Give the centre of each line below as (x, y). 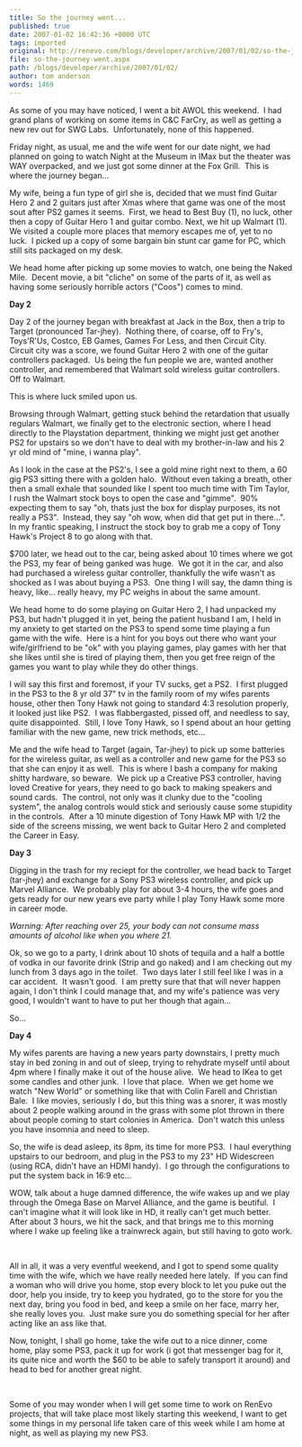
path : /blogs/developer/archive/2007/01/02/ (94, 68)
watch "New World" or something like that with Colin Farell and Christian (143, 1091)
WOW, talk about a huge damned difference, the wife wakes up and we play (150, 1192)
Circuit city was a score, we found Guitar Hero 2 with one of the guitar (139, 350)
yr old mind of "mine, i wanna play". (75, 451)
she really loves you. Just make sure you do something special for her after (150, 1313)
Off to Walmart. (37, 379)
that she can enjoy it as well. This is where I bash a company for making (144, 768)
